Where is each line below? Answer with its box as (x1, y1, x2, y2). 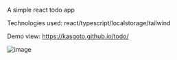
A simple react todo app (7, 6, 75, 14)
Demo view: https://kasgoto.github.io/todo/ (7, 32, 129, 40)
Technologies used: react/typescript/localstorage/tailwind (7, 19, 171, 27)
